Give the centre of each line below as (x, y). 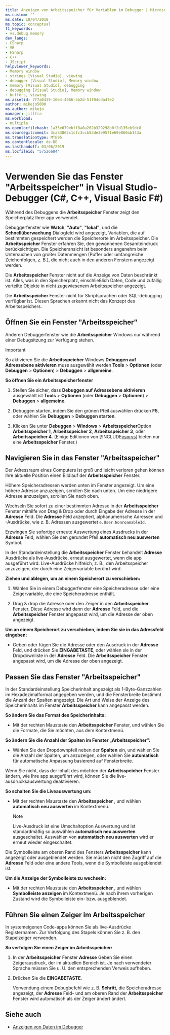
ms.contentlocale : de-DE (31, 142)
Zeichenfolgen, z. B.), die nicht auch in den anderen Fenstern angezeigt (80, 260)
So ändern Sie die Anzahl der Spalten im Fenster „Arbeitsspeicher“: (78, 740)
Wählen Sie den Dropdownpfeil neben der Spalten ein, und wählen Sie (86, 750)
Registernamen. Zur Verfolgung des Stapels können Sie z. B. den (73, 933)
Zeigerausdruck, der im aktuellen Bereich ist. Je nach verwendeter (82, 963)
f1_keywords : (19, 29)
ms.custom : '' (20, 15)
